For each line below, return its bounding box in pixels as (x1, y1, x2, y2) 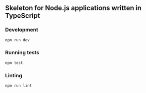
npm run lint (5, 83, 32, 88)
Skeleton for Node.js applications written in (5, 4, 142, 12)
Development (5, 27, 39, 33)
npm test (5, 60, 23, 65)
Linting (5, 72, 22, 79)
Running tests (5, 49, 40, 56)
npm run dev (5, 37, 30, 42)
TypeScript (5, 12, 41, 20)
